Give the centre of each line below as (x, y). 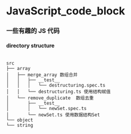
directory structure (31, 45)
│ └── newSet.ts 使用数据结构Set (53, 115)
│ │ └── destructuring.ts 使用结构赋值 (58, 92)
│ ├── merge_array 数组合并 (42, 75)
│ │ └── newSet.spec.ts (46, 109)
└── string (20, 126)
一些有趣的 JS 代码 (33, 31)
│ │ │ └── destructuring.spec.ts (56, 86)
